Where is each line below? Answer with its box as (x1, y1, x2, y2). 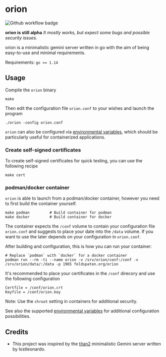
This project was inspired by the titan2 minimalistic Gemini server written (12, 341, 161, 347)
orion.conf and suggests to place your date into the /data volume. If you (5, 228, 154, 234)
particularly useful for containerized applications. (5, 134, 106, 140)
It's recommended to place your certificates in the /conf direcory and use (5, 271, 155, 277)
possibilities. (5, 313, 31, 319)
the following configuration (5, 276, 60, 282)
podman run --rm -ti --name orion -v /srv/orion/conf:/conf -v (5, 257, 139, 263)
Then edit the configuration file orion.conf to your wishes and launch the (5, 105, 155, 111)
